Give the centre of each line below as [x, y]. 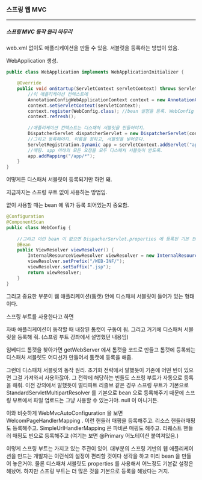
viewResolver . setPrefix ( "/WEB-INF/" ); [76, 261]
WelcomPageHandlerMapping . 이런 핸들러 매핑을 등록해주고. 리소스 [88, 420]
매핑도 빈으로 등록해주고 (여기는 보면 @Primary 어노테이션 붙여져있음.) [96, 435]
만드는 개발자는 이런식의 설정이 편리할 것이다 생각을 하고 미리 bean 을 [99, 456]
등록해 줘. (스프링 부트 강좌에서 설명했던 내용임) [73, 336]
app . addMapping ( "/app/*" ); [62, 156]
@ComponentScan [25, 222]
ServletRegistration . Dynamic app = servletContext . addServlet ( [109, 145]
